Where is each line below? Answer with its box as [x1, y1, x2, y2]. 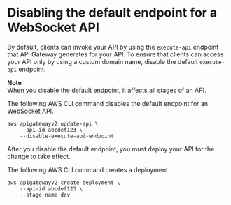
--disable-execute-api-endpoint [20, 132, 114, 139]
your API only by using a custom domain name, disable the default [7, 57, 198, 66]
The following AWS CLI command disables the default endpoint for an [7, 99, 209, 107]
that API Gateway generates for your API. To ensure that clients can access [7, 50, 224, 59]
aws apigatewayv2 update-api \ [7, 120, 99, 127]
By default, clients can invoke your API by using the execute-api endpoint [7, 43, 219, 51]
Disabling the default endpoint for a [7, 5, 218, 21]
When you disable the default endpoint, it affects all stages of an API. [7, 86, 206, 94]
